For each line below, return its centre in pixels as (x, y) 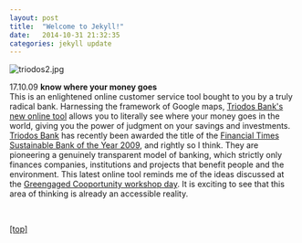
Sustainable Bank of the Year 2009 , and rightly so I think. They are (134, 145)
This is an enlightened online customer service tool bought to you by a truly (151, 97)
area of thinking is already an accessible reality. (99, 194)
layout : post (34, 18)
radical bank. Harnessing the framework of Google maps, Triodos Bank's (146, 107)
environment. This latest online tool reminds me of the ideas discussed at (147, 174)
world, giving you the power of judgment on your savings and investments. (150, 126)
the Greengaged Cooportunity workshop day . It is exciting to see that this (147, 185)
